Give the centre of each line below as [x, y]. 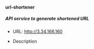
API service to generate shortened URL [47, 19]
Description [25, 41]
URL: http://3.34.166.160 [37, 31]
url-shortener [20, 7]
